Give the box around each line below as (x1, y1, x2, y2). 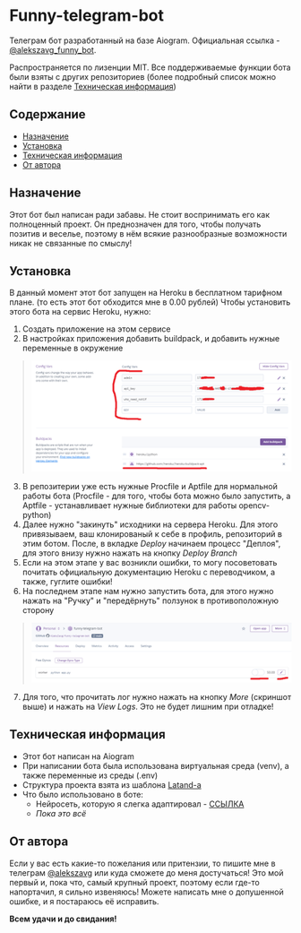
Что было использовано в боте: (21, 789, 143, 799)
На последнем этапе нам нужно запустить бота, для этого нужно (21, 585, 274, 596)
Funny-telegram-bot (9, 5, 164, 26)
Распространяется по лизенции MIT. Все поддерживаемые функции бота (9, 62, 291, 73)
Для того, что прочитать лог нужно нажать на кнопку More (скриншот (21, 691, 292, 702)
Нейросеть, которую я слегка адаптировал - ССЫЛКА (35, 799, 245, 809)
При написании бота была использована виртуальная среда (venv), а (21, 760, 289, 771)
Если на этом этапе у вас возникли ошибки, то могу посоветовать (21, 557, 278, 567)
